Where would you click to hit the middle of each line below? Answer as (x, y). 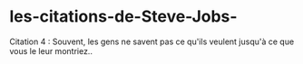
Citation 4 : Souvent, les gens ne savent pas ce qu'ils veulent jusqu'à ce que (152, 41)
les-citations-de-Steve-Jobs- (123, 17)
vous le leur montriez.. (51, 50)
